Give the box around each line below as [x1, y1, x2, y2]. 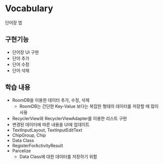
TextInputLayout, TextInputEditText [12, 127, 82, 133]
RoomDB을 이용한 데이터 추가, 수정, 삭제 [12, 97, 90, 103]
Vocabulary [5, 3, 53, 14]
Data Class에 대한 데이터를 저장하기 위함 [19, 153, 98, 159]
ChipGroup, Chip [12, 132, 46, 138]
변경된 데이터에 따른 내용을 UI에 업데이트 [12, 122, 90, 127]
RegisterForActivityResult [12, 143, 63, 148]
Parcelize [12, 147, 31, 154]
